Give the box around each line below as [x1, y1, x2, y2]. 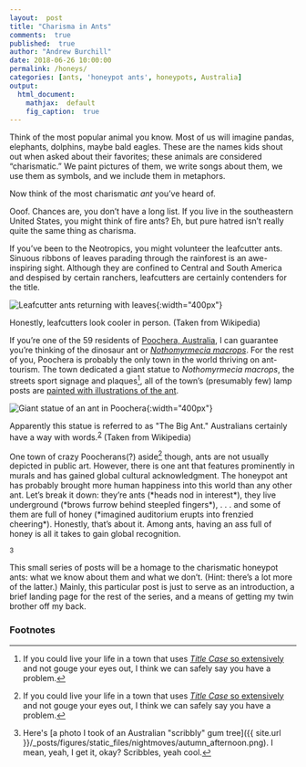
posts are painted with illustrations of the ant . [9, 384, 179, 395]
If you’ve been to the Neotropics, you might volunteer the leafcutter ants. [9, 243, 283, 254]
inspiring [9, 262, 43, 274]
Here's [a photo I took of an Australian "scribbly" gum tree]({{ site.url [22, 727, 281, 738]
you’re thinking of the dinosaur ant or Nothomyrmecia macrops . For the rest [9, 344, 294, 356]
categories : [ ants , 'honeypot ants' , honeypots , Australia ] [9, 73, 243, 82]
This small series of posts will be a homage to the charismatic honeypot [9, 562, 279, 573]
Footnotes [9, 624, 56, 636]
